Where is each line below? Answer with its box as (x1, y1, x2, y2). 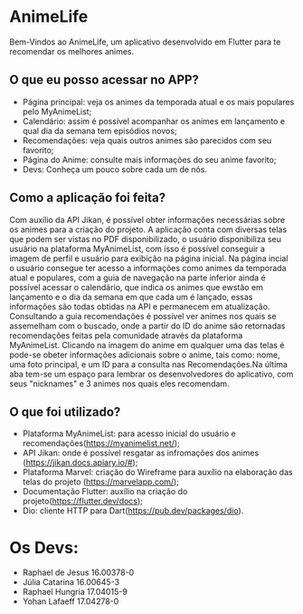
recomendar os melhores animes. (9, 45, 135, 56)
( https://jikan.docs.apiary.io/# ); (22, 457, 138, 468)
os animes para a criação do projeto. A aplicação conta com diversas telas (9, 224, 288, 235)
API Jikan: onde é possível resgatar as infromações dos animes (22, 447, 260, 459)
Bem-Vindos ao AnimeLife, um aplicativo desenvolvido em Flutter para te (9, 36, 281, 47)
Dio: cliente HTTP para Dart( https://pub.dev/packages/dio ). (22, 505, 244, 516)
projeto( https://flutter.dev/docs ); (22, 496, 143, 507)
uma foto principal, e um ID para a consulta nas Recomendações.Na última (9, 358, 288, 369)
